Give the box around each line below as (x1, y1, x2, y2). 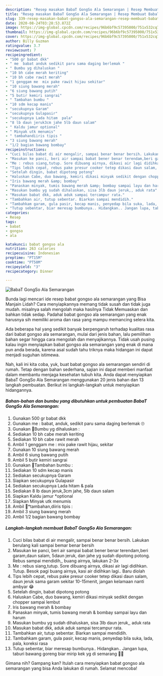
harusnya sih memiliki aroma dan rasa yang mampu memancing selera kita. (5, 316, 155, 322)
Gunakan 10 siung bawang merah (12, 447, 79, 452)
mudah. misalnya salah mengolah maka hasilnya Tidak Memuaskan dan (5, 306, 148, 312)
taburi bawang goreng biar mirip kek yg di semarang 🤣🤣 (12, 651, 124, 657)
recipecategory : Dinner (5, 269, 54, 274)
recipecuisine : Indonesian (5, 251, 60, 256)
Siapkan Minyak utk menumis (12, 499, 72, 504)
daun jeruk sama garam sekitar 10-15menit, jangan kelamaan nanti (12, 579, 145, 585)
